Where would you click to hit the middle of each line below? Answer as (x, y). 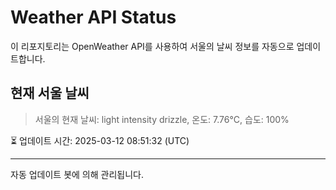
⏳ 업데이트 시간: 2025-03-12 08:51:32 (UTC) (100, 140)
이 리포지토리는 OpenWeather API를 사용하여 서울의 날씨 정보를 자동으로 (152, 46)
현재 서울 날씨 (50, 93)
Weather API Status (93, 17)
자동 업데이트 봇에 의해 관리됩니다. (77, 174)
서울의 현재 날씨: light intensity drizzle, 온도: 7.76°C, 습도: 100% (162, 119)
